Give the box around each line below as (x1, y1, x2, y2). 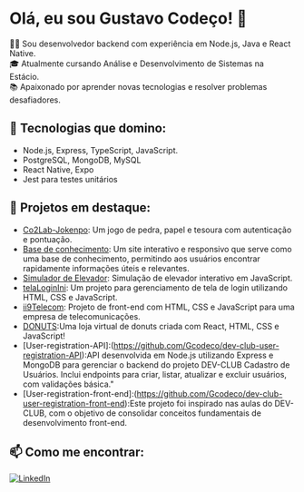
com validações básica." (22, 379, 114, 389)
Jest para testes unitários (22, 173, 118, 184)
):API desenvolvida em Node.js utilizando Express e (81, 349, 274, 360)
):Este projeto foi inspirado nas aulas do (123, 398, 273, 408)
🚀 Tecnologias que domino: (9, 121, 167, 136)
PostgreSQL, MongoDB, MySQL (22, 154, 142, 165)
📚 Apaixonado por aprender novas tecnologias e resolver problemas (9, 81, 268, 92)
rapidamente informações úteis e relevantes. (22, 262, 191, 273)
